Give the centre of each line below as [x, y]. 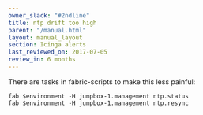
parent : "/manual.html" [47, 30]
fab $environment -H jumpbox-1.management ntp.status [99, 96]
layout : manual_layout [45, 37]
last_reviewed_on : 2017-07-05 [58, 52]
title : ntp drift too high [53, 23]
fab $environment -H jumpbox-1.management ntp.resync [99, 103]
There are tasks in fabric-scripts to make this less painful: [102, 82]
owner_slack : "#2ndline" [49, 15]
